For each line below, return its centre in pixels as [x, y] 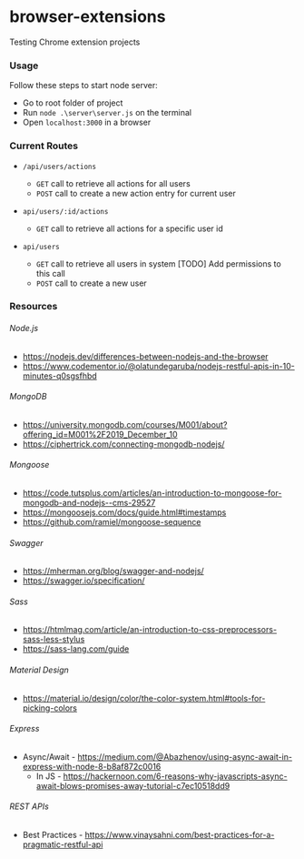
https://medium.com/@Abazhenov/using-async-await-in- [185, 756]
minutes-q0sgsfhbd [59, 376]
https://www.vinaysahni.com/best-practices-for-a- [180, 835]
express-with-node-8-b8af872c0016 [92, 766]
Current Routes [44, 146]
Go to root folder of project [73, 103]
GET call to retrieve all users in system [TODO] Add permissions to [158, 263]
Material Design [39, 670]
